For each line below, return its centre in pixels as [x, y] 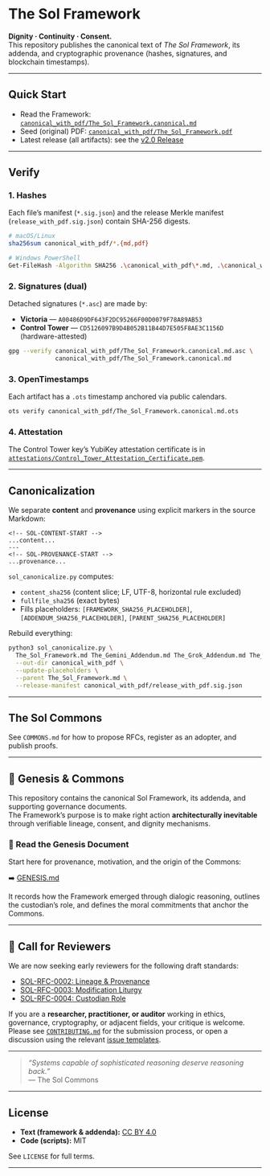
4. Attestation [35, 432]
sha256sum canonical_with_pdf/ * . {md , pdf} [79, 244]
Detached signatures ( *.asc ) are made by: [78, 304]
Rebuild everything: [41, 633]
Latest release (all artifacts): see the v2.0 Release [102, 139]
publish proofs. [33, 746]
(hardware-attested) [53, 336]
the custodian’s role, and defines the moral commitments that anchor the [129, 905]
